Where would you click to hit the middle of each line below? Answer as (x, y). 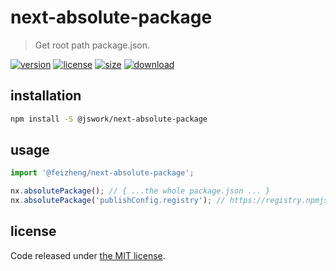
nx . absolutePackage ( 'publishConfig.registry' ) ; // (118, 201)
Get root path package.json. (92, 45)
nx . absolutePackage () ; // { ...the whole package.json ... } (140, 191)
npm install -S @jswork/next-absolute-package (109, 119)
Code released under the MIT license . (88, 255)
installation (46, 96)
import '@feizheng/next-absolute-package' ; (102, 173)
